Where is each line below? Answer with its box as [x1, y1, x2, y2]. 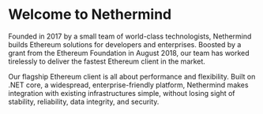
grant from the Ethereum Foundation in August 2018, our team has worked [8, 48, 250, 57]
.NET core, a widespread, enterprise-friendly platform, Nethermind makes [8, 80, 249, 90]
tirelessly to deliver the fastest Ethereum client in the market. [8, 57, 205, 66]
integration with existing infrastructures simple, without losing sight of [8, 88, 235, 97]
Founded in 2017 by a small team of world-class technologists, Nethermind [8, 31, 252, 41]
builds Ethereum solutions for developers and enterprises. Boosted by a [8, 39, 242, 49]
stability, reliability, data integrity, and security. [8, 97, 160, 106]
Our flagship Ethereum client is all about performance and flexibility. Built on [8, 72, 256, 81]
